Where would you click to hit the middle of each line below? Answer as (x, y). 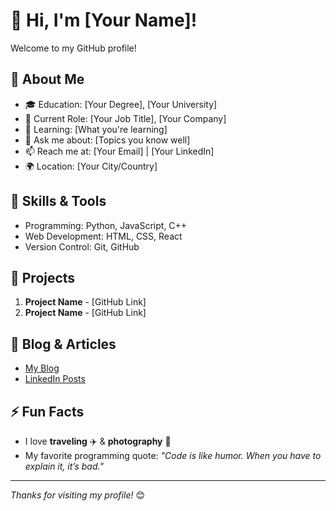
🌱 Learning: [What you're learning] (96, 129)
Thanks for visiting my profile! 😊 (78, 495)
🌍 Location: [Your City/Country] (91, 166)
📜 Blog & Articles (63, 344)
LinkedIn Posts (55, 379)
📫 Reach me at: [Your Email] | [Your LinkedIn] (119, 151)
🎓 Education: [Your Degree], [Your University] (121, 104)
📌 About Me (47, 79)
